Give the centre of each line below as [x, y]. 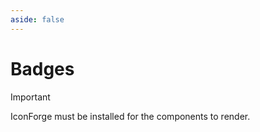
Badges [42, 68]
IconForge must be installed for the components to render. [130, 116]
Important [30, 97]
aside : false [37, 19]
